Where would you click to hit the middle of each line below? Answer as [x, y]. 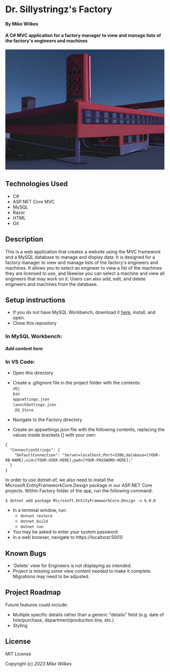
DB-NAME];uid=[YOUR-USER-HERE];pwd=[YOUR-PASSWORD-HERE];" [69, 460]
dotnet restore [36, 516]
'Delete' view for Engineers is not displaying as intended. [72, 565]
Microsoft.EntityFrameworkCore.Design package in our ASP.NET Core [79, 485]
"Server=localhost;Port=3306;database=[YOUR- [111, 455]
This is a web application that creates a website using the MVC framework [83, 251]
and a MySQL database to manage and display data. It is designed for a [80, 257]
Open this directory [33, 373]
